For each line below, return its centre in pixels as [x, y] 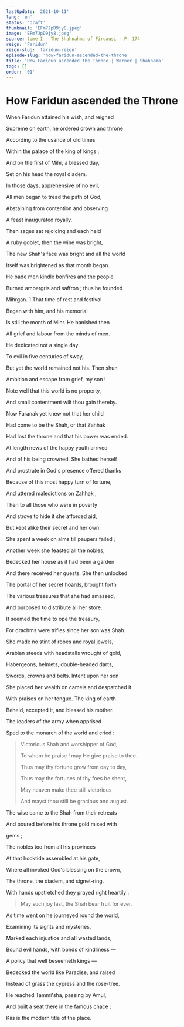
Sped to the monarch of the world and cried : [60, 733]
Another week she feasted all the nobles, [55, 550]
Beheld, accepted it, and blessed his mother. [60, 710]
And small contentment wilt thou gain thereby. [62, 402]
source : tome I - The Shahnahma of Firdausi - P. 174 [73, 39]
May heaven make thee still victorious [66, 790]
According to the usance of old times [51, 140]
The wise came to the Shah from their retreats [62, 813]
